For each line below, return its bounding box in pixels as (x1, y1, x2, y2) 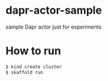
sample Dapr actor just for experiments (5, 23, 102, 30)
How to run (5, 44, 61, 58)
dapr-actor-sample (5, 4, 102, 17)
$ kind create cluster (5, 64, 62, 70)
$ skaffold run (5, 69, 44, 75)
